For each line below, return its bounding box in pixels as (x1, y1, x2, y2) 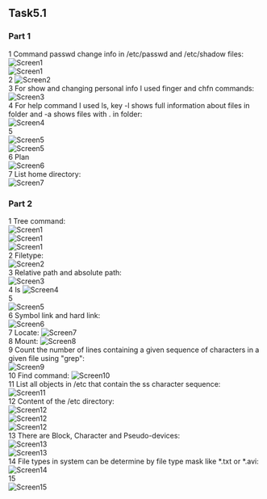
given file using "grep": (8, 353, 85, 363)
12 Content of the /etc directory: (8, 396, 115, 406)
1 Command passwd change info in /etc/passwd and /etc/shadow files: (8, 48, 244, 59)
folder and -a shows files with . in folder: (8, 109, 143, 119)
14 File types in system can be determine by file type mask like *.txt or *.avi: (8, 456, 260, 466)
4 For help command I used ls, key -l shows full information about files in (8, 100, 250, 110)
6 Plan (8, 152, 30, 161)
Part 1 (8, 31, 31, 42)
